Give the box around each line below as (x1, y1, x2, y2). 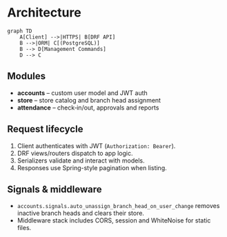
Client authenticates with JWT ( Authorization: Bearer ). (17, 141, 176, 150)
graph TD (7, 28, 32, 34)
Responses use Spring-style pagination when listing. (17, 163, 167, 172)
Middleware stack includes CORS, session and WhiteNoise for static (17, 216, 211, 225)
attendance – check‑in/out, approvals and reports (17, 103, 159, 112)
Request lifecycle (7, 123, 83, 135)
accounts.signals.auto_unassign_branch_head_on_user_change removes (17, 202, 220, 210)
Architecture (7, 5, 81, 21)
